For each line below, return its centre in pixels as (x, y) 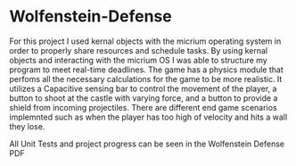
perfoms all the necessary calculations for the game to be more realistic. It (146, 79)
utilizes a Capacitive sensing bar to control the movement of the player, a (143, 88)
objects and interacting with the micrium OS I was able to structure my (138, 60)
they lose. (27, 126)
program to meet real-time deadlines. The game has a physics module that (146, 70)
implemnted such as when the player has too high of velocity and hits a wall (148, 117)
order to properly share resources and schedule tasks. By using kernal (139, 50)
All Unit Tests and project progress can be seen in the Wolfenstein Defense (147, 144)
